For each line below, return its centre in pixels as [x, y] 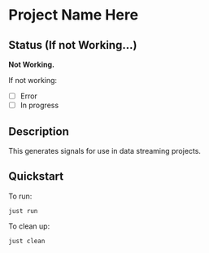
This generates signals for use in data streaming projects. [105, 150]
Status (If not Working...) [73, 45]
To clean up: [29, 226]
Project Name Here [74, 15]
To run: [20, 196]
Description [39, 131]
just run [23, 211]
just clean [27, 241]
